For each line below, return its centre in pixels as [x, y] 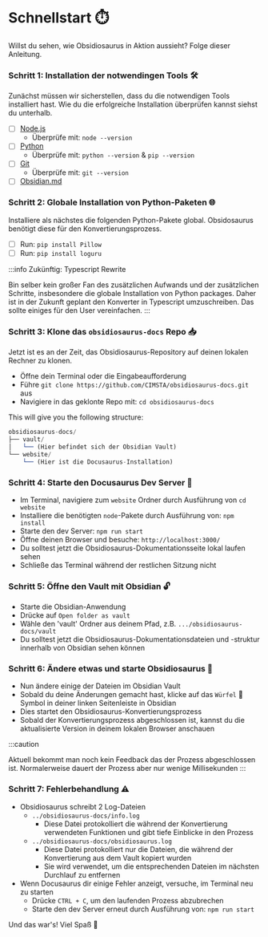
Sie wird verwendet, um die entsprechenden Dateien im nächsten [152, 866]
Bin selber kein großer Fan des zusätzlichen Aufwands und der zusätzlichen [134, 285]
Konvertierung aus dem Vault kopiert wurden [118, 858]
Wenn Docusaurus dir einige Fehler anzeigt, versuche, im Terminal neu [136, 883]
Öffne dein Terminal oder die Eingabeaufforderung [103, 376]
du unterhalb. [30, 113]
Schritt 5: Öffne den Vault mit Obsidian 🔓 [89, 586]
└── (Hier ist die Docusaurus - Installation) [98, 462]
